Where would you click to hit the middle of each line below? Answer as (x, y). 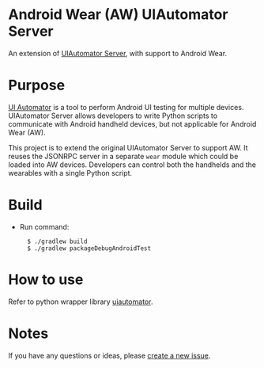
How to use (46, 279)
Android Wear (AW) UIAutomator (118, 15)
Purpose (37, 85)
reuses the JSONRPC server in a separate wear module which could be (123, 156)
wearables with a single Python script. (70, 173)
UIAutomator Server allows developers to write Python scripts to (113, 116)
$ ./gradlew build (57, 241)
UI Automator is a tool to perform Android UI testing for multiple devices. (126, 107)
